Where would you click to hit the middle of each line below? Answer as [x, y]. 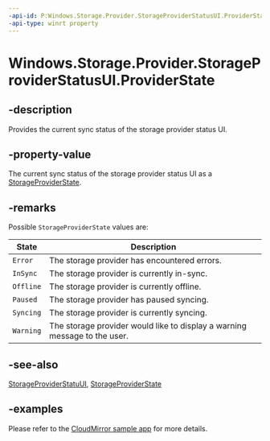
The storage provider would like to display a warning [148, 326]
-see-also [33, 364]
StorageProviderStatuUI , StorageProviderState [85, 384]
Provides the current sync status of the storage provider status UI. [118, 129]
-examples [36, 409]
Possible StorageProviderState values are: [78, 227]
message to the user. [89, 336]
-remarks [32, 207]
